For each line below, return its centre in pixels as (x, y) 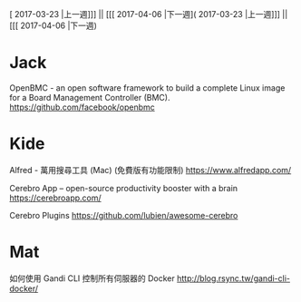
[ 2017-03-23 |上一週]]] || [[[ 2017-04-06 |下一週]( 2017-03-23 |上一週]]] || (149, 14)
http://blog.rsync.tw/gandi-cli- (233, 278)
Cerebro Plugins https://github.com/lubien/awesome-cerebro (124, 215)
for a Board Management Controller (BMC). (90, 97)
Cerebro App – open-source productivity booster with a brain (124, 188)
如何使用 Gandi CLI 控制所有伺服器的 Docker (92, 278)
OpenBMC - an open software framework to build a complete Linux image (147, 88)
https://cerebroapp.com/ (55, 198)
